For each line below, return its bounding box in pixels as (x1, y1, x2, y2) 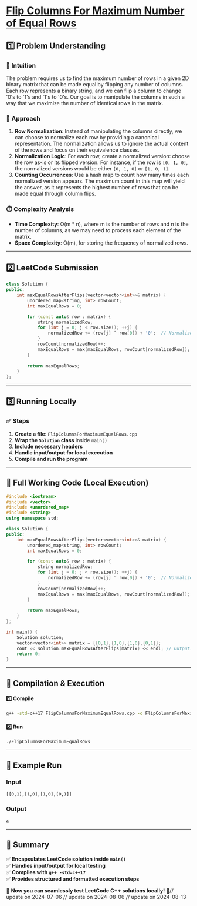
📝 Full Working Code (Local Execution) (6, 478, 149, 488)
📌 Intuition (6, 61, 36, 69)
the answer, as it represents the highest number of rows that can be (14, 184, 179, 191)
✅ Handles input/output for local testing (6, 862, 106, 869)
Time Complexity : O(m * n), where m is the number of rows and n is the (14, 220, 189, 228)
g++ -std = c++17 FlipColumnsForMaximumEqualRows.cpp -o (6, 710, 143, 716)
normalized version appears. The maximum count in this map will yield (14, 178, 185, 185)
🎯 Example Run (6, 760, 62, 771)
